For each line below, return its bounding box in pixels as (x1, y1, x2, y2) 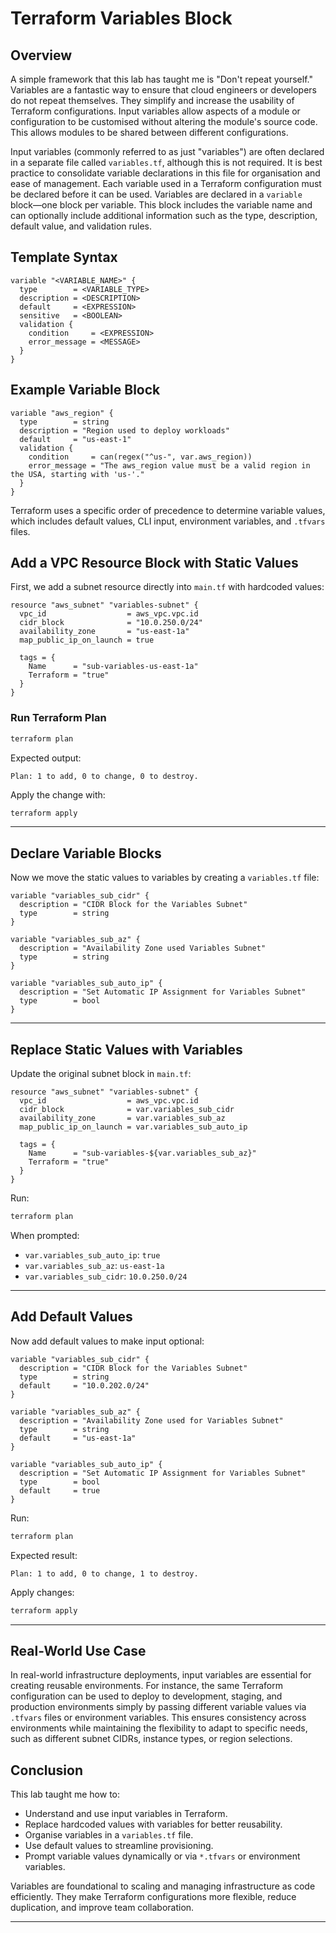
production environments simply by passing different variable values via (10, 1701, 307, 1713)
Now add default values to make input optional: (10, 1335, 205, 1347)
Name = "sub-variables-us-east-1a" (28, 662, 199, 672)
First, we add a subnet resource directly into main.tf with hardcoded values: (10, 581, 325, 593)
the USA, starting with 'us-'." (10, 469, 145, 479)
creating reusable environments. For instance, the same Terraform (10, 1680, 283, 1692)
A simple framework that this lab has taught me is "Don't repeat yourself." (10, 73, 313, 85)
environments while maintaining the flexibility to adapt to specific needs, (10, 1722, 308, 1734)
